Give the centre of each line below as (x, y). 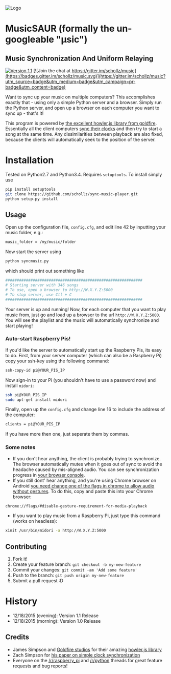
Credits (17, 637)
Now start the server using (33, 252)
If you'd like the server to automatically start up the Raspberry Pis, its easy (83, 350)
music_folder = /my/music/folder (41, 242)
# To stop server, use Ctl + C (39, 295)
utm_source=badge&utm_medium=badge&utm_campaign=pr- (70, 81)
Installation (30, 160)
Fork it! (20, 559)
